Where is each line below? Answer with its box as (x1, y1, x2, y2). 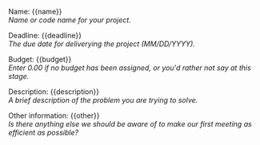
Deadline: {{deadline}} (8, 31, 82, 40)
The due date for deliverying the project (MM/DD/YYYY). (8, 39, 196, 49)
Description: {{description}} (8, 87, 100, 96)
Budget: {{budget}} (8, 55, 72, 64)
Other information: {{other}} (8, 111, 100, 120)
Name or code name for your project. (8, 15, 132, 25)
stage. (8, 72, 30, 80)
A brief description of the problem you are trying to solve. (8, 96, 198, 104)
